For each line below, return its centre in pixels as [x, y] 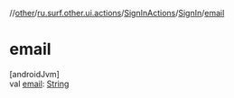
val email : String [39, 84]
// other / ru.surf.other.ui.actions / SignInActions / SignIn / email [117, 13]
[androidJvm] [35, 74]
